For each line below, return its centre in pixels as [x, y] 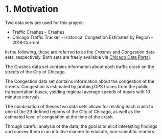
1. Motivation [32, 9]
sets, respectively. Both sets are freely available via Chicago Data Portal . [78, 57]
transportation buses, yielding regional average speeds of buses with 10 [78, 92]
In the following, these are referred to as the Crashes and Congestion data [80, 52]
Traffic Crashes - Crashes [38, 32]
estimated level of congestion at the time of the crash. [59, 116]
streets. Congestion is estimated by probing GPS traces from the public [77, 86]
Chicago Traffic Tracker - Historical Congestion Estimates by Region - [82, 37]
